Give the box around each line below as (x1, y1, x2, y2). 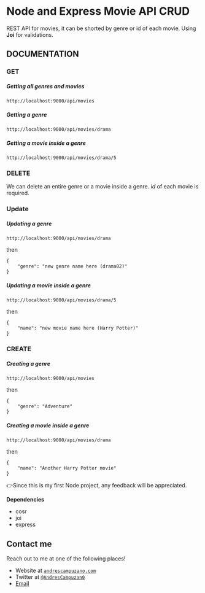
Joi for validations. (6, 31, 53, 38)
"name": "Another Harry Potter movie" (17, 465, 117, 471)
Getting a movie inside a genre (6, 139, 86, 147)
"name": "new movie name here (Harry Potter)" (17, 325, 139, 331)
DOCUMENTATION (6, 49, 79, 60)
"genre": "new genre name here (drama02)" (17, 263, 128, 269)
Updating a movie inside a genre (6, 281, 91, 289)
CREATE (6, 345, 32, 354)
